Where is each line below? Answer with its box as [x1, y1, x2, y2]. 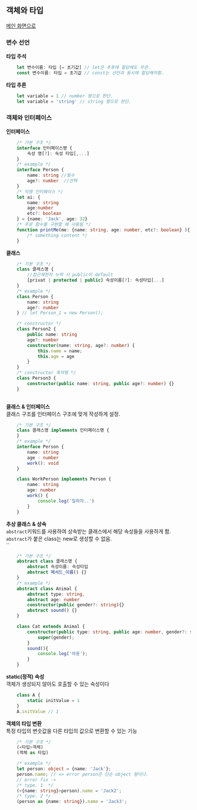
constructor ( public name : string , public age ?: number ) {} [27, 380, 175, 386]
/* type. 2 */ [16, 793, 51, 799]
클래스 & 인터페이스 [6, 403, 50, 410]
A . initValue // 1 [16, 708, 59, 714]
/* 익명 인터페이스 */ [16, 188, 63, 195]
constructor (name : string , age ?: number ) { [27, 342, 135, 348]
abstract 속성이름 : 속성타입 [27, 564, 89, 570]
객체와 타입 [6, 5, 44, 16]
